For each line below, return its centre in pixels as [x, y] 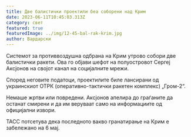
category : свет [25, 22]
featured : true [25, 28]
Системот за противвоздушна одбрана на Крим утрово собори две [91, 56]
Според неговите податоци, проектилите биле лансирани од [83, 80]
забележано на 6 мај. [33, 128]
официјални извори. [31, 110]
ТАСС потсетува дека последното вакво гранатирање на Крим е [88, 121]
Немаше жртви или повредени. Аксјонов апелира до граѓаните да [90, 97]
